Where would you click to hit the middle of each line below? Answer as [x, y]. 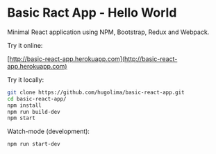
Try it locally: [25, 79]
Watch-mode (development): [49, 131]
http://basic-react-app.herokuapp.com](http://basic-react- [93, 59]
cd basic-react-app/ [37, 99]
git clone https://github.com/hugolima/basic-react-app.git [96, 92]
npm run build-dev [34, 112]
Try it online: [25, 45]
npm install [24, 105]
